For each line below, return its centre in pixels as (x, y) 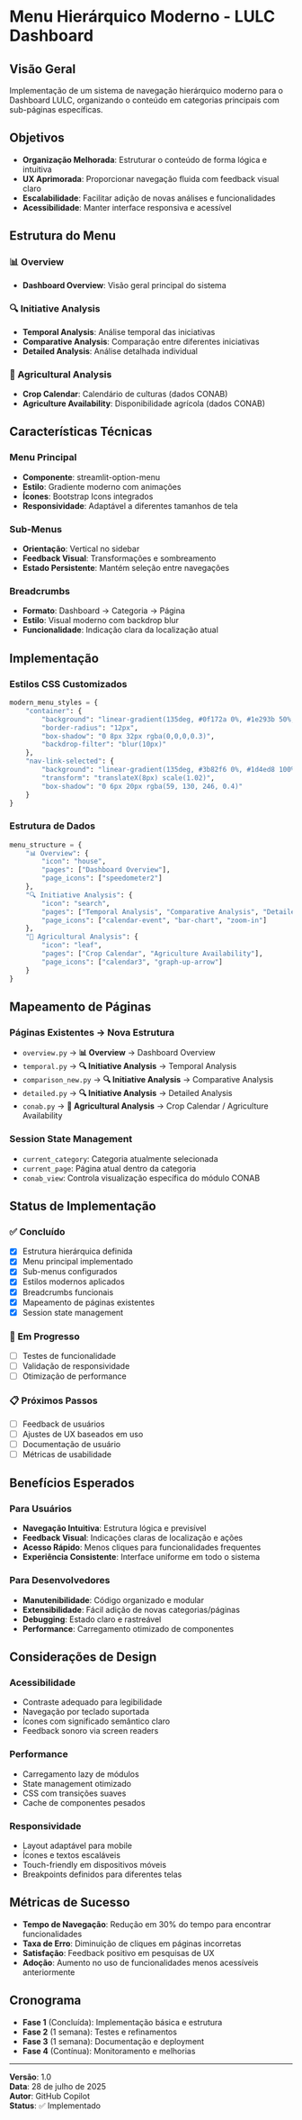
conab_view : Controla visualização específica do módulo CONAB (141, 1178)
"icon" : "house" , (74, 862)
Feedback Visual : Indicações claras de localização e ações (133, 1538)
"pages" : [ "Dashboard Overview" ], (106, 870)
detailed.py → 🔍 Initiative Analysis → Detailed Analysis (127, 1093)
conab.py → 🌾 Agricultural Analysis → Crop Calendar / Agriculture (145, 1106)
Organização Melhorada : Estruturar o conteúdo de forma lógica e (145, 159)
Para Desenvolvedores (60, 1581)
